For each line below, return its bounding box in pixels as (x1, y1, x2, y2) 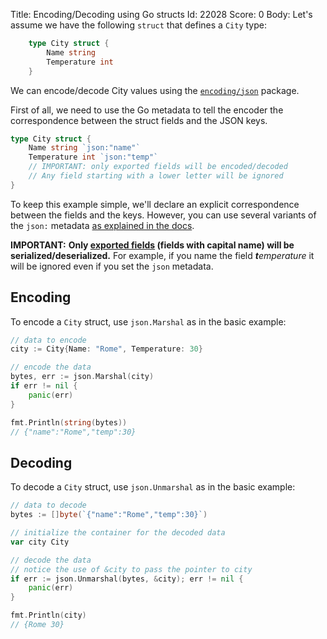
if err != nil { (10, 381, 78, 391)
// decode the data (10, 555, 92, 565)
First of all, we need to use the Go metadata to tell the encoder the (10, 104, 284, 116)
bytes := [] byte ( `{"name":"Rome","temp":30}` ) (10, 510, 208, 520)
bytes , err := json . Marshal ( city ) (10, 372, 155, 382)
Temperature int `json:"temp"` (28, 152, 159, 163)
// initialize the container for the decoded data (10, 528, 226, 538)
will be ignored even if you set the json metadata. (10, 260, 214, 272)
